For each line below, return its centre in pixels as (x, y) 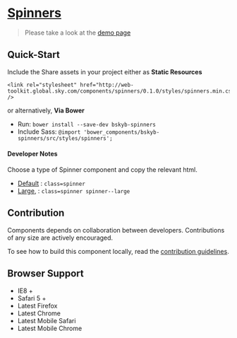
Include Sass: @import (49, 132)
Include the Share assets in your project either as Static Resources (105, 71)
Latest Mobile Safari (47, 320)
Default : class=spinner (51, 183)
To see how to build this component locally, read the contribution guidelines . (118, 251)
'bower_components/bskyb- (122, 132)
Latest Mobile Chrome (50, 328)
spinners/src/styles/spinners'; (65, 138)
